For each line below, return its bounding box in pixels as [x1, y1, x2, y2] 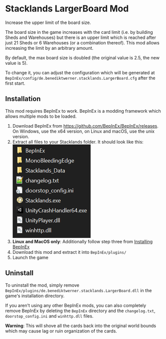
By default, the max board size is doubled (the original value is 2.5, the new [5, 54, 160, 60]
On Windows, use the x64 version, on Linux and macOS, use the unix [12, 128, 155, 134]
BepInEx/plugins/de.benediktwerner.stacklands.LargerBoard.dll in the [5, 287, 152, 293]
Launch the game [12, 254, 49, 260]
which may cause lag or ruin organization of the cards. [5, 328, 117, 334]
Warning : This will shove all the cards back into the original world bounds [5, 323, 156, 329]
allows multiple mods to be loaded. [5, 113, 77, 119]
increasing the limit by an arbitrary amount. [5, 45, 94, 51]
